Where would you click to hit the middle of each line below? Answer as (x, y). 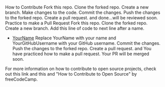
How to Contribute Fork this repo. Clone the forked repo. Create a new (77, 7)
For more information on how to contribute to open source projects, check (81, 69)
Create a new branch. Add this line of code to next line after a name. (75, 28)
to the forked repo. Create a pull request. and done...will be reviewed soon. (82, 18)
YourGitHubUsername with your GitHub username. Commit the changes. (86, 43)
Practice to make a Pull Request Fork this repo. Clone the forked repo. (76, 23)
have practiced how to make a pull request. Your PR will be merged (81, 54)
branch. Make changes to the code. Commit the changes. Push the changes (83, 12)
